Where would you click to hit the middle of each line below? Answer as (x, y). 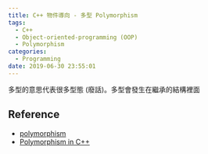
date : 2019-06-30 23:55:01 (52, 66)
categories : (27, 52)
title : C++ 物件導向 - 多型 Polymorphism (73, 15)
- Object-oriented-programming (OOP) (77, 37)
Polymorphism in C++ (54, 141)
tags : (17, 23)
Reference (34, 115)
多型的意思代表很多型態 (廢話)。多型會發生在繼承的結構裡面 (104, 89)
